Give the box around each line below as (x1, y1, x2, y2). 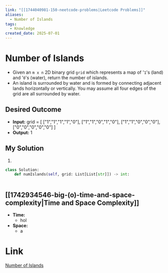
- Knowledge (10, 26, 35, 31)
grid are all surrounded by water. (12, 90, 81, 96)
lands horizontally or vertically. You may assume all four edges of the (12, 85, 156, 91)
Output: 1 (12, 129, 33, 135)
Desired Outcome (5, 105, 62, 114)
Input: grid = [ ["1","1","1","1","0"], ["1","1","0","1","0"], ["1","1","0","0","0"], (12, 119, 160, 125)
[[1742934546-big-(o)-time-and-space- (5, 190, 135, 199)
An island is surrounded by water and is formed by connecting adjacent (12, 80, 161, 86)
